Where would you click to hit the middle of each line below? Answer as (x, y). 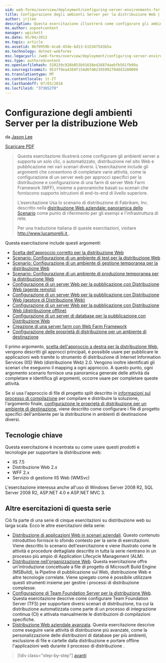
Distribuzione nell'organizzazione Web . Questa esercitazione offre (80, 562)
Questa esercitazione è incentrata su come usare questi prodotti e (72, 447)
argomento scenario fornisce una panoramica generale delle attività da (77, 373)
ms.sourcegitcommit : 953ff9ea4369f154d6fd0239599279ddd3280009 (72, 70)
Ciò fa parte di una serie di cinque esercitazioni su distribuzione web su (78, 520)
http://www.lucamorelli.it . (43, 233)
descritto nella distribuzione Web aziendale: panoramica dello (80, 208)
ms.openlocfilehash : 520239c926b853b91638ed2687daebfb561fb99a (72, 65)
